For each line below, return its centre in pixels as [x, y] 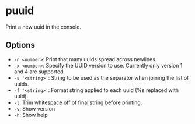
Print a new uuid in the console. [43, 27]
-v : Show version [34, 108]
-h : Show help [31, 115]
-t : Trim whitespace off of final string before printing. [78, 102]
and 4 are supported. [39, 72]
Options [20, 45]
